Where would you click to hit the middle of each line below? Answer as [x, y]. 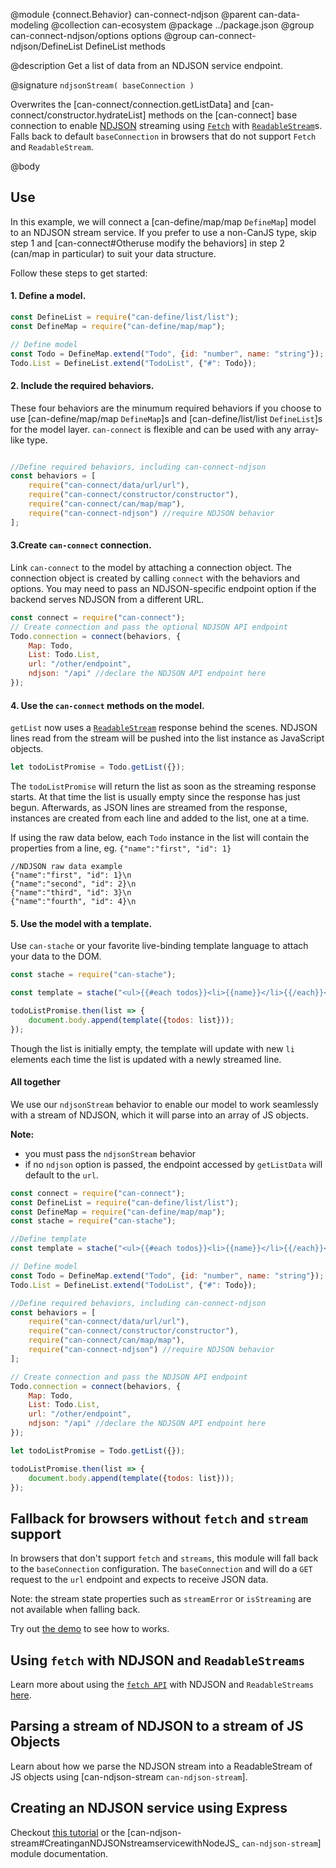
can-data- [279, 14]
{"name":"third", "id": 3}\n [71, 893]
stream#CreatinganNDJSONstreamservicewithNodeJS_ [125, 1843]
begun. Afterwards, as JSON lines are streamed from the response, [149, 807]
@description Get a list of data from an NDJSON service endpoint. [146, 65]
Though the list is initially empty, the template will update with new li [152, 1048]
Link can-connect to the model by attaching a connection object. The [151, 567]
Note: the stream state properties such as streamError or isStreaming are [161, 1599]
